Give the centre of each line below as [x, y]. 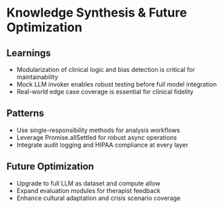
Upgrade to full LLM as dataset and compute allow [88, 183]
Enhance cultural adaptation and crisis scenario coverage [99, 198]
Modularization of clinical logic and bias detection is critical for [105, 70]
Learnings [29, 53]
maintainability [37, 77]
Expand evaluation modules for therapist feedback [88, 190]
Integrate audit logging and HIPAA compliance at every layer [102, 145]
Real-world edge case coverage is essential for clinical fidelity [105, 92]
